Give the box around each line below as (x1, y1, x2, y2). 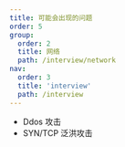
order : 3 (17, 73, 51, 82)
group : (9, 30, 35, 39)
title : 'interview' (17, 81, 92, 90)
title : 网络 (17, 47, 61, 57)
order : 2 (17, 38, 51, 48)
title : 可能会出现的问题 (9, 13, 93, 23)
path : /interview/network (17, 56, 117, 65)
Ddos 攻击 (22, 116, 62, 127)
